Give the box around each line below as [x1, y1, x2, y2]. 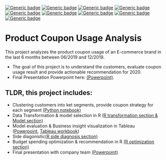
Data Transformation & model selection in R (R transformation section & [12, 112, 158, 118]
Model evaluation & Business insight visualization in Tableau [12, 123, 135, 129]
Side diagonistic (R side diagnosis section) [12, 133, 98, 139]
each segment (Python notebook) [12, 107, 81, 113]
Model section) [12, 117, 44, 123]
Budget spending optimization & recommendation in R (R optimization [12, 139, 155, 145]
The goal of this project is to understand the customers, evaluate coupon [12, 63, 162, 69]
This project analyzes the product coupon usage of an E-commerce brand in [5, 49, 162, 54]
